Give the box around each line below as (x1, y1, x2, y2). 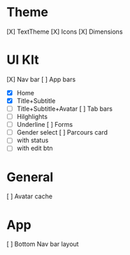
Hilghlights (16, 113, 48, 121)
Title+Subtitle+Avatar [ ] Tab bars (16, 104, 113, 113)
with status (16, 136, 49, 144)
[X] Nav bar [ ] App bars (6, 75, 76, 83)
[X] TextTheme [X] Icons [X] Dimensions (6, 27, 123, 36)
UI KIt (6, 52, 39, 68)
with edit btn (16, 144, 53, 153)
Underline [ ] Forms (16, 120, 73, 129)
